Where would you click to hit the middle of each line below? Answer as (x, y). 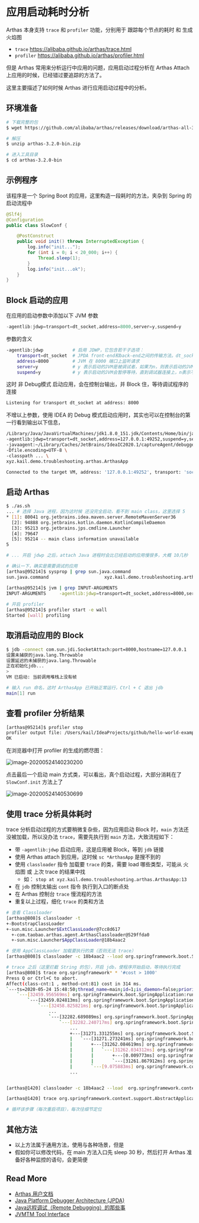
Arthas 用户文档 (34, 1193)
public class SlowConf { (37, 225)
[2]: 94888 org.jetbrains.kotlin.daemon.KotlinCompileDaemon (89, 522)
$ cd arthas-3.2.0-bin (34, 160)
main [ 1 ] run (21, 693)
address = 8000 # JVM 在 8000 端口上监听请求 (78, 361)
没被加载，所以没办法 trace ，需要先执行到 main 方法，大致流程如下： (90, 837)
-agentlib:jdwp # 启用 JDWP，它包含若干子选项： (75, 350)
